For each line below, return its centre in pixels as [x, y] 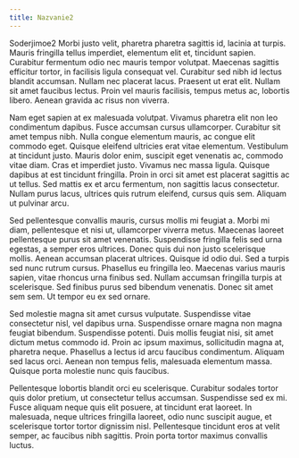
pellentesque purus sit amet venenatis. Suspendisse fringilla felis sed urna [146, 239]
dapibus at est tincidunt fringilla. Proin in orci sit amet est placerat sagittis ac [149, 174]
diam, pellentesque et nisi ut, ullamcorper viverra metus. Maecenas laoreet [146, 230]
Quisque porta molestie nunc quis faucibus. [89, 370]
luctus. [21, 445]
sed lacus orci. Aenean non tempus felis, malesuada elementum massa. [141, 361]
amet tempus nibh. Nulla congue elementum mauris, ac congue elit [133, 136]
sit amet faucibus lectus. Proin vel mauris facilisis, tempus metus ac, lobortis [149, 90]
